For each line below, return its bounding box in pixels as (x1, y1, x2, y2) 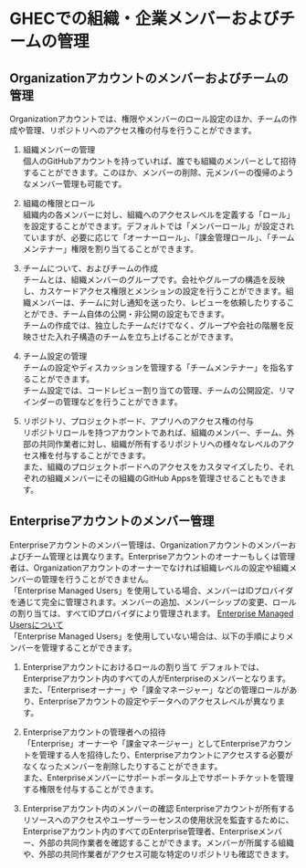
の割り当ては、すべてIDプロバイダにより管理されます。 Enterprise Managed (9, 608, 294, 619)
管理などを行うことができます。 (62, 396, 183, 407)
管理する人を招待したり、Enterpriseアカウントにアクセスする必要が (38, 749, 294, 760)
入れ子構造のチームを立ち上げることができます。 (54, 331, 238, 342)
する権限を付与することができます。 (22, 783, 159, 794)
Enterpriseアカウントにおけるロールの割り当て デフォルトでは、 (22, 661, 265, 672)
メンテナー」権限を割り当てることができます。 (22, 244, 199, 254)
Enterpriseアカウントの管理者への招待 (22, 727, 166, 737)
